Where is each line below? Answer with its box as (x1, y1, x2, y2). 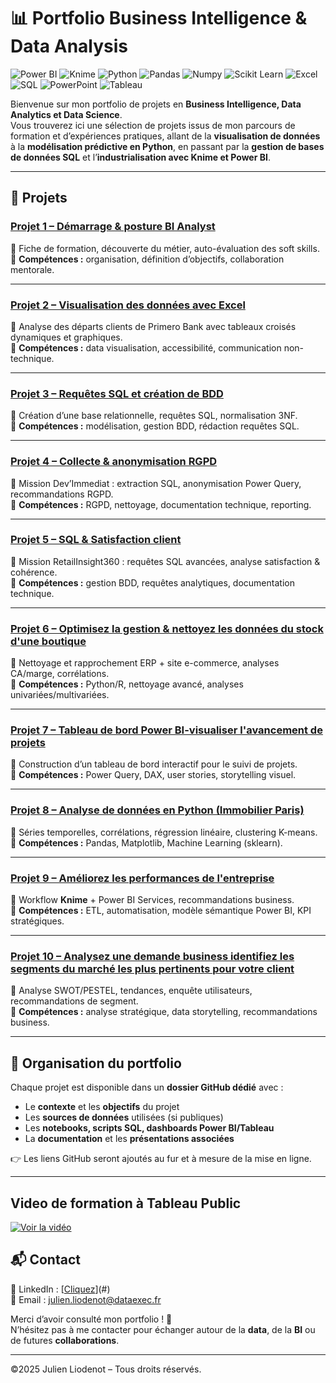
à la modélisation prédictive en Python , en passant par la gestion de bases (10, 140, 325, 152)
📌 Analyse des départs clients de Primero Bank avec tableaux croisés (10, 320, 297, 332)
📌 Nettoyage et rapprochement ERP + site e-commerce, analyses (10, 657, 280, 669)
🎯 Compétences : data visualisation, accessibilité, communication (10, 341, 282, 354)
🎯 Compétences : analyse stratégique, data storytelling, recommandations (10, 1006, 318, 1018)
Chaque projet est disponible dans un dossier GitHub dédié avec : (10, 1081, 284, 1094)
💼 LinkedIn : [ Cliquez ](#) (10, 1283, 111, 1295)
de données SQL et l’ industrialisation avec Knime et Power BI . (10, 151, 271, 163)
